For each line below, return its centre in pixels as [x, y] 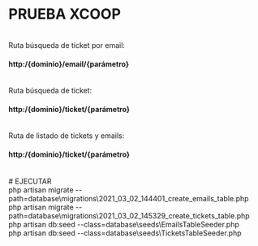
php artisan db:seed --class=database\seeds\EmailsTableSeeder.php [124, 224]
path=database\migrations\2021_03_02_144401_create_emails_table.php [129, 198]
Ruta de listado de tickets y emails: [67, 136]
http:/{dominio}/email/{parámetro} [69, 64]
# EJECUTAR [30, 181]
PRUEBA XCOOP [65, 14]
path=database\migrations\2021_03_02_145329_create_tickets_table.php [129, 215]
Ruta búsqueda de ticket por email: [67, 45]
